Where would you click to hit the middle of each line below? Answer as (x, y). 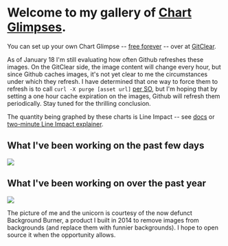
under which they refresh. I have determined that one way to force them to (113, 81)
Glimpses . (37, 27)
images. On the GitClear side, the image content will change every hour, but (114, 67)
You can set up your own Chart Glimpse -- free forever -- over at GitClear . (112, 46)
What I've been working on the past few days (106, 146)
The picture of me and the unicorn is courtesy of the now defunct (100, 213)
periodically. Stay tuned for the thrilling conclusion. (79, 103)
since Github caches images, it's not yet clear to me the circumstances (107, 74)
